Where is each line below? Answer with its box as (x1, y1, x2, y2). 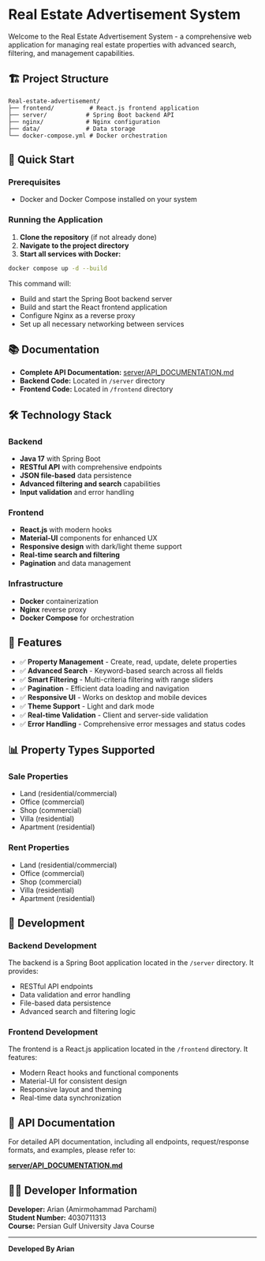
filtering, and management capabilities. (8, 48, 136, 58)
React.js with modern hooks (19, 525, 112, 534)
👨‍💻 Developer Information (8, 1184, 138, 1197)
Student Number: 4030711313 (8, 1213, 106, 1222)
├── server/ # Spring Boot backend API (8, 110, 175, 119)
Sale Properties (8, 771, 69, 782)
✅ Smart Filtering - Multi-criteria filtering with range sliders (19, 675, 214, 684)
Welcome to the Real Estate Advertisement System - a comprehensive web (8, 32, 252, 41)
